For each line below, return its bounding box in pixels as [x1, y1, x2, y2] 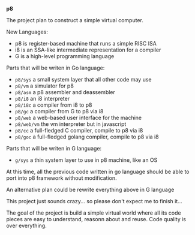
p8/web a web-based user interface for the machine [14, 114, 142, 121]
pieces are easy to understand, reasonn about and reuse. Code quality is [6, 216, 186, 222]
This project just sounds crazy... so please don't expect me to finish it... [6, 198, 183, 204]
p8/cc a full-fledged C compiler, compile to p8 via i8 [14, 127, 143, 134]
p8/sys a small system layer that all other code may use [14, 76, 152, 83]
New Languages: [6, 28, 48, 35]
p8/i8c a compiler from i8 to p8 [14, 101, 92, 109]
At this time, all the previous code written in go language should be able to [6, 168, 190, 175]
